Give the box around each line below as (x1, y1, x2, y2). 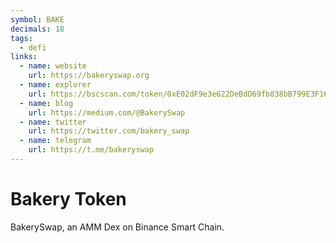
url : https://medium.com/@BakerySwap (28, 107, 186, 118)
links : (10, 52, 38, 62)
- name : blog (19, 98, 74, 108)
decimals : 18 (10, 24, 65, 34)
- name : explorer (19, 80, 92, 90)
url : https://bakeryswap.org (28, 71, 150, 81)
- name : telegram (19, 136, 92, 146)
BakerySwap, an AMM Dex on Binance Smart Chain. (10, 221, 225, 233)
